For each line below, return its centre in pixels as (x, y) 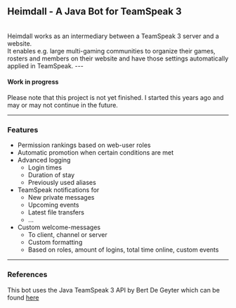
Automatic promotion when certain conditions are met (96, 153)
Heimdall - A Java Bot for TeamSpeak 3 (94, 12)
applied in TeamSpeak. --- (46, 65)
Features (23, 129)
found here (23, 297)
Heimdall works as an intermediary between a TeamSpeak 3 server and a (113, 36)
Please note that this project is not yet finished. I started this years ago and (116, 98)
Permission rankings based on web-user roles (84, 145)
